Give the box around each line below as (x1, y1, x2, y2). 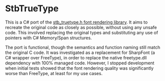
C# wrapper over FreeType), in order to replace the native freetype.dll (5, 54, 147, 60)
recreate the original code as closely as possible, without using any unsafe (5, 24, 157, 30)
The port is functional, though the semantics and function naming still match (5, 44, 161, 50)
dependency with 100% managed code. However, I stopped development (5, 60, 155, 66)
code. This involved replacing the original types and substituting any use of (5, 29, 158, 35)
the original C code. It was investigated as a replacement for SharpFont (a (5, 50, 155, 55)
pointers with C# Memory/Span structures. (5, 35, 92, 41)
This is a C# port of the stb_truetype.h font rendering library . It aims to (5, 19, 148, 25)
